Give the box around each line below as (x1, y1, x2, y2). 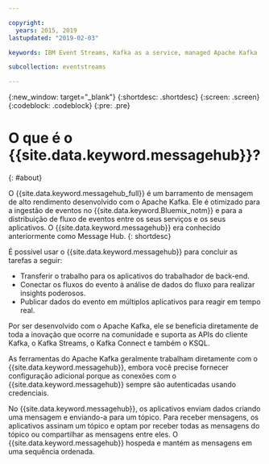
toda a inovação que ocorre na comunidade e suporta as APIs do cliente (8, 330, 248, 340)
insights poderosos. (19, 288, 86, 299)
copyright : (8, 19, 45, 27)
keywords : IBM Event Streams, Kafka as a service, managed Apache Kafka (8, 48, 258, 56)
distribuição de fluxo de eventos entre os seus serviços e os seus (8, 215, 226, 224)
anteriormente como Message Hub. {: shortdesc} (8, 232, 172, 241)
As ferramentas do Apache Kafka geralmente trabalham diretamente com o (8, 354, 258, 364)
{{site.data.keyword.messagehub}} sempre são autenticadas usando (8, 380, 236, 390)
